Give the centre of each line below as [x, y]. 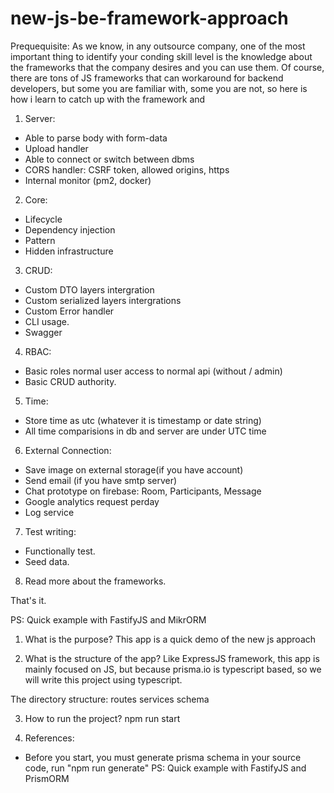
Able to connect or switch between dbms [109, 159]
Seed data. [47, 561]
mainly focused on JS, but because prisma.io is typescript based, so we [173, 669]
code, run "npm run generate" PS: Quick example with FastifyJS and [165, 768]
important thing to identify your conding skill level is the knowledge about [161, 56]
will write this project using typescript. [103, 679]
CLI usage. [47, 321]
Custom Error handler [69, 311]
